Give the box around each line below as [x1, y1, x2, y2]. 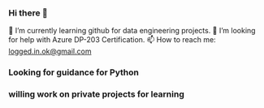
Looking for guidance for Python [8, 67, 140, 78]
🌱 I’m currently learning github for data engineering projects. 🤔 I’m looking [8, 26, 256, 36]
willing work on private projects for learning [8, 89, 185, 100]
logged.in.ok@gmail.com [8, 46, 92, 56]
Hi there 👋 [8, 7, 49, 19]
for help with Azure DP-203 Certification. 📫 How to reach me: [8, 35, 217, 45]
